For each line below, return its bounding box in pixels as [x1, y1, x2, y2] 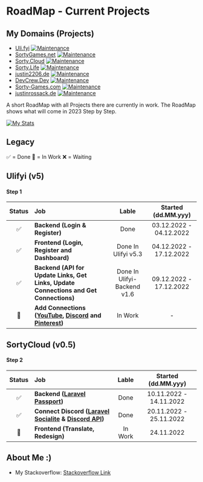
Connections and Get [34, 286, 97, 295]
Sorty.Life [14, 64, 40, 71]
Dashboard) [34, 253, 69, 262]
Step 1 [6, 188, 22, 195]
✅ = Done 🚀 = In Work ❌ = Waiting [6, 153, 92, 160]
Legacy [6, 137, 35, 147]
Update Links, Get [34, 271, 87, 279]
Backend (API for [34, 264, 85, 272]
